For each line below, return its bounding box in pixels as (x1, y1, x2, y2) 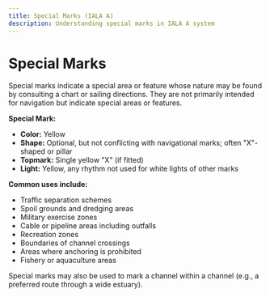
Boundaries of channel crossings (19, 238, 131, 248)
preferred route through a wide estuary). (8, 280, 143, 290)
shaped (19, 146, 46, 156)
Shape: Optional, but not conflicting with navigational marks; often (19, 138, 242, 148)
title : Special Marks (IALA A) (8, 11, 114, 20)
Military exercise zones (19, 212, 98, 223)
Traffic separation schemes (19, 195, 112, 205)
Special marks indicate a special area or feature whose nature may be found (8, 81, 263, 91)
